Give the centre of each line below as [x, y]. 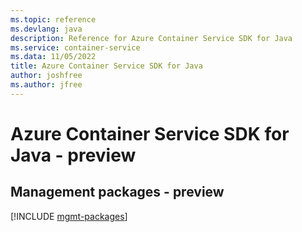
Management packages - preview [117, 192]
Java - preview [73, 155]
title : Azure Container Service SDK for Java [106, 66]
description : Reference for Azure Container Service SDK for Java [151, 38]
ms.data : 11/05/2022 [53, 57]
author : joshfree [46, 76]
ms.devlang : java [46, 29]
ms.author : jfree [46, 85]
